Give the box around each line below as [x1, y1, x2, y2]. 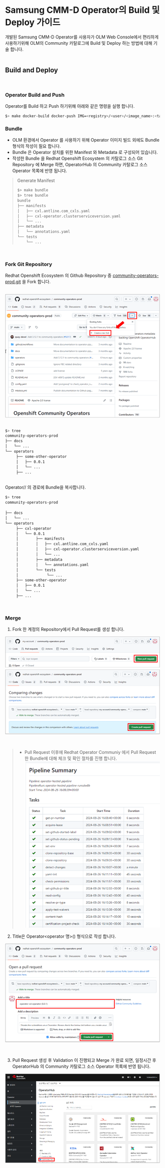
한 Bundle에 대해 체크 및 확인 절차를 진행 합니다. [24, 755, 117, 761]
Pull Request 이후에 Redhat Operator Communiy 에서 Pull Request [24, 749, 156, 755]
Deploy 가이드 [5, 17, 60, 28]
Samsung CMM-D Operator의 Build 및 [5, 4, 160, 16]
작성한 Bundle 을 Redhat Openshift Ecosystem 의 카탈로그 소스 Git [12, 155, 143, 161]
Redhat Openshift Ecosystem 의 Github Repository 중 [5, 272, 112, 278]
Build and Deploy [5, 66, 58, 74]
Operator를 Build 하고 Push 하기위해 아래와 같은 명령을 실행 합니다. [5, 103, 135, 109]
